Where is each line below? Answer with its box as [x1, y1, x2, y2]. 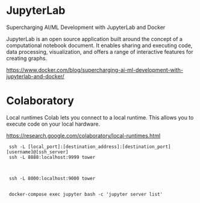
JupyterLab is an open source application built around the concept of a [6, 35, 183, 42]
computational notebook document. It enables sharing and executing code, [6, 42, 193, 49]
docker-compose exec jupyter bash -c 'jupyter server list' [8, 191, 163, 197]
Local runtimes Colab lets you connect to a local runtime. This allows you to [6, 114, 194, 121]
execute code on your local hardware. [6, 120, 101, 127]
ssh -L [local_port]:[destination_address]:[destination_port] [8, 143, 171, 150]
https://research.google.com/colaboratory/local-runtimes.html [6, 132, 161, 139]
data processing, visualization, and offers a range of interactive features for [6, 48, 194, 55]
